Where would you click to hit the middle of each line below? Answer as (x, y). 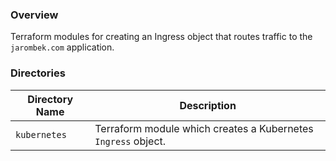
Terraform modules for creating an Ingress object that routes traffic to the (161, 37)
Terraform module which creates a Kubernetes (204, 128)
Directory (50, 99)
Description (208, 105)
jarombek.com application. (62, 47)
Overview (34, 15)
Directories (38, 73)
